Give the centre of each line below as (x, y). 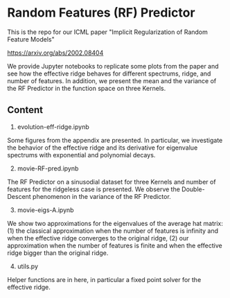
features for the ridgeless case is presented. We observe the (94, 189)
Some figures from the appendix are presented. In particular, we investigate (115, 140)
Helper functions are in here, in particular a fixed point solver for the (104, 279)
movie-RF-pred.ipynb (48, 168)
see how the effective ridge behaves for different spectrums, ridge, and (109, 73)
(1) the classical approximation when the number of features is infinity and (113, 231)
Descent (19, 196)
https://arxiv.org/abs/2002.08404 (55, 53)
